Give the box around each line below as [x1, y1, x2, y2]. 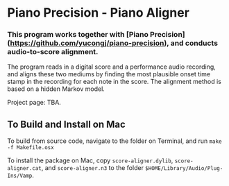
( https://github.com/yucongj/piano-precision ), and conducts [7, 38, 219, 48]
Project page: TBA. [7, 99, 61, 107]
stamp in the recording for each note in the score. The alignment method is [7, 78, 222, 86]
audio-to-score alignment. [7, 47, 99, 57]
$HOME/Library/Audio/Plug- [145, 165, 223, 172]
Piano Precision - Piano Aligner [7, 5, 189, 21]
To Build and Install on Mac [7, 118, 126, 130]
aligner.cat [7, 165, 42, 172]
